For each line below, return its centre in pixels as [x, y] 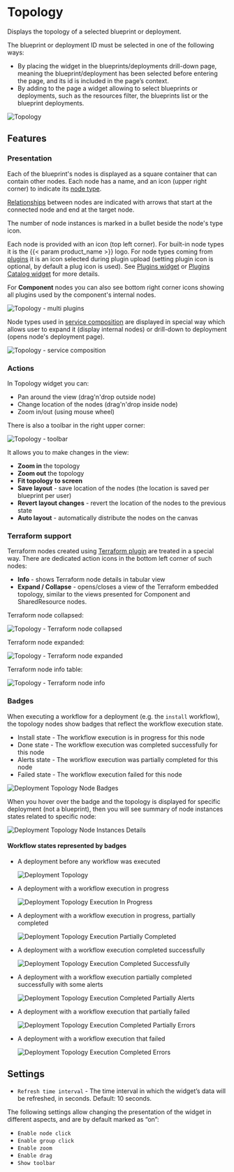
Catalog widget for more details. [53, 274]
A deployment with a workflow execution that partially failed [103, 1011]
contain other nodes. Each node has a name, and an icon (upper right [107, 181]
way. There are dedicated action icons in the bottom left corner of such [110, 559]
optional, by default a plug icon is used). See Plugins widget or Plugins [109, 266]
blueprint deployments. [51, 103]
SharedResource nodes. [52, 602]
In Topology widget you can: [48, 383]
